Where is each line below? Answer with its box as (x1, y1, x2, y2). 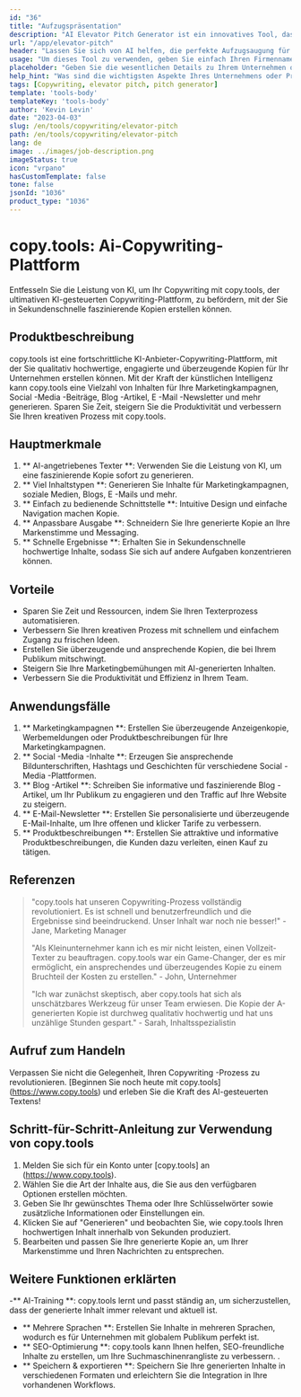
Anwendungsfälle (9, 698, 111, 714)
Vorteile (9, 581, 56, 597)
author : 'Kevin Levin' (9, 105, 94, 114)
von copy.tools (9, 1136, 94, 1151)
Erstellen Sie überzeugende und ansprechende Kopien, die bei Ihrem (21, 644, 277, 655)
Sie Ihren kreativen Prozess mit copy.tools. (9, 411, 167, 421)
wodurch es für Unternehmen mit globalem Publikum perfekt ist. (21, 1331, 260, 1343)
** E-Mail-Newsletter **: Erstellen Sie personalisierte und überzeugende (21, 809, 289, 819)
